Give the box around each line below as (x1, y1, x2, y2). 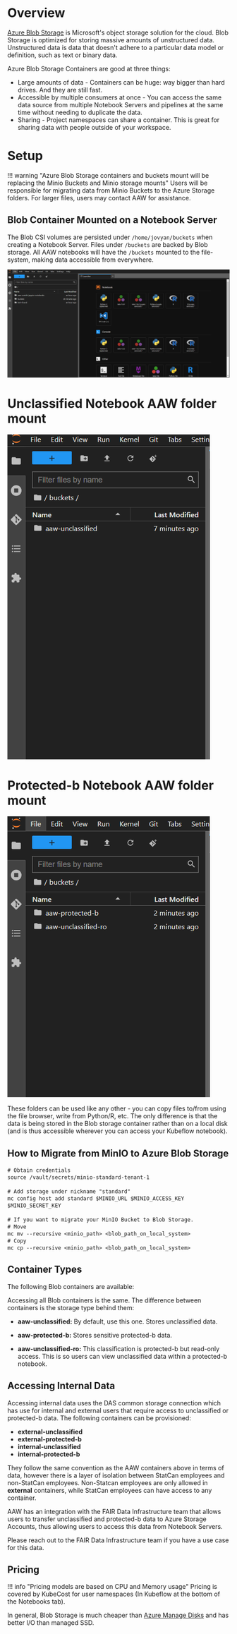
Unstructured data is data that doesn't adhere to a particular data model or (7, 43, 224, 52)
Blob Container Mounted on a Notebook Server (7, 214, 217, 226)
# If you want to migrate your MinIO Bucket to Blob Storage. (7, 1216, 194, 1223)
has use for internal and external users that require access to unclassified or (7, 1406, 229, 1415)
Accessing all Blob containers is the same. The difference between (7, 1296, 202, 1305)
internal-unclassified (17, 1442, 81, 1451)
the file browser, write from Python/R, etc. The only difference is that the (7, 1112, 218, 1120)
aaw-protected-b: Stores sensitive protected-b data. (17, 1331, 173, 1339)
